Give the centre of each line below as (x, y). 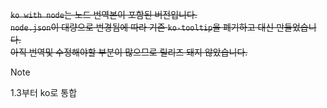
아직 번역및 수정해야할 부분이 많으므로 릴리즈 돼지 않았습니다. (129, 52)
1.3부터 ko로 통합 (44, 92)
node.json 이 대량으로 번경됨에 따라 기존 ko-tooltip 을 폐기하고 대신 (142, 27)
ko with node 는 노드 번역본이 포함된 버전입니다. (104, 14)
